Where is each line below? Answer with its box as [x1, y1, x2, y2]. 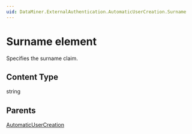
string [6, 88, 21, 95]
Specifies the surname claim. [6, 55, 78, 62]
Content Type [6, 72, 59, 82]
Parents [6, 105, 36, 115]
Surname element [6, 34, 97, 48]
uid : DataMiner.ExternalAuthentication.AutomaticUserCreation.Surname [6, 8, 187, 15]
